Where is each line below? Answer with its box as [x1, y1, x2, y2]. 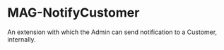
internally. [7, 35, 37, 43]
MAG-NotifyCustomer [7, 5, 140, 21]
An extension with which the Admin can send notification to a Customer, [7, 28, 218, 36]
